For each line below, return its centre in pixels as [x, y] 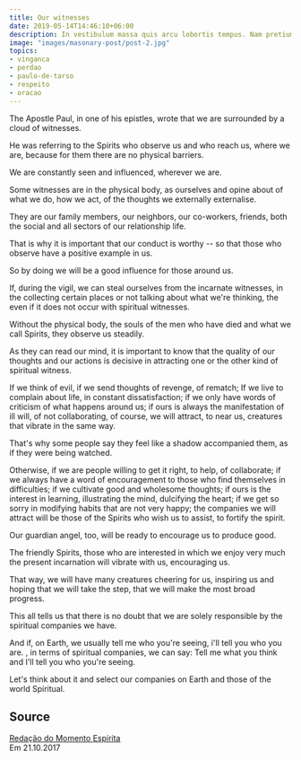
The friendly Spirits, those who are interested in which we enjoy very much [147, 552]
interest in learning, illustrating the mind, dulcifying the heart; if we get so [144, 498]
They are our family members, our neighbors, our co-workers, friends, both [148, 216]
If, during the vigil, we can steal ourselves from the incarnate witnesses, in [146, 287]
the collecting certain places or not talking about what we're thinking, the [144, 297]
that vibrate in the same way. [63, 425]
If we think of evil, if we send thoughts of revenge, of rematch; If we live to [146, 388]
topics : [24, 51]
